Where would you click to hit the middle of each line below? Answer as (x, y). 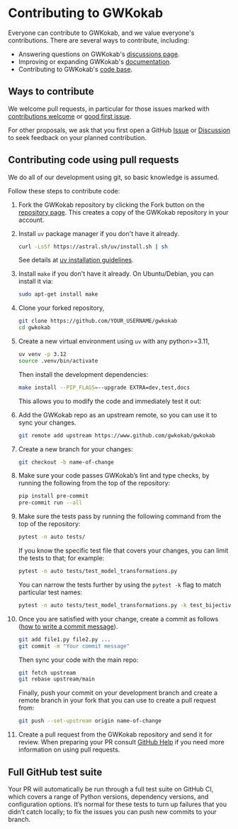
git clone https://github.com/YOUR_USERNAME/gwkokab (98, 321)
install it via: (36, 282)
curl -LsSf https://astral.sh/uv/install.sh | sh (93, 247)
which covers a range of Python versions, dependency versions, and (108, 797)
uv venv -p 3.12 (42, 354)
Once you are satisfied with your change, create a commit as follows (118, 619)
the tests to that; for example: (61, 558)
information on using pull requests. (69, 750)
